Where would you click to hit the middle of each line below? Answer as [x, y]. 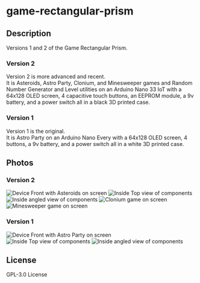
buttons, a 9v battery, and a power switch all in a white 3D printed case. [95, 144]
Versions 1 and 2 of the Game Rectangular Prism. [67, 48]
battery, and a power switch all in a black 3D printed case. [78, 102]
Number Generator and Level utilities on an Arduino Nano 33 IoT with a [94, 89]
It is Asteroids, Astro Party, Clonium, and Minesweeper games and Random [99, 83]
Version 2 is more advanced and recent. [56, 77]
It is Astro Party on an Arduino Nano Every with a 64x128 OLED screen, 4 [97, 138]
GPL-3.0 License [27, 275]
